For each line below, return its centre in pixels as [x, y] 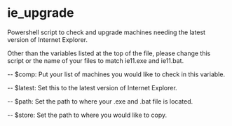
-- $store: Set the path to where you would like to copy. [87, 115]
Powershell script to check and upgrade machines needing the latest [106, 32]
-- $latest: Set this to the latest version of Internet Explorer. [92, 87]
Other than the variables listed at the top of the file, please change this [109, 53]
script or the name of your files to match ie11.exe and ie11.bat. [96, 60]
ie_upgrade [41, 13]
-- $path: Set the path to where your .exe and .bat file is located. [100, 101]
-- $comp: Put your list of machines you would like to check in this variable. [116, 74]
